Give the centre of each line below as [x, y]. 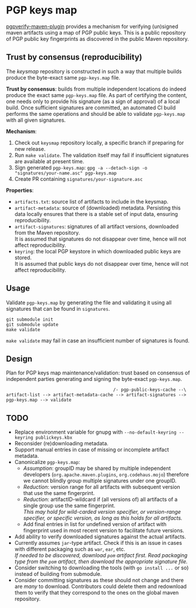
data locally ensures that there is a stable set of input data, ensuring [96, 214]
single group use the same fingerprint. [69, 506]
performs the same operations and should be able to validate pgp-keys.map [96, 114]
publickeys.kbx [54, 438]
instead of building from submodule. [58, 574]
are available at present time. [49, 161]
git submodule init [30, 320]
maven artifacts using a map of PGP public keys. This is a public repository [96, 32]
